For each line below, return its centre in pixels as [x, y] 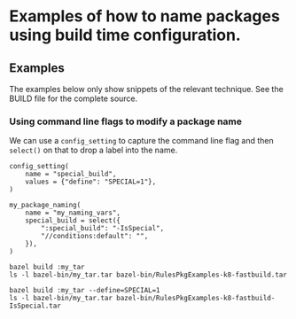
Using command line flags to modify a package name [125, 121]
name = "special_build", [71, 175]
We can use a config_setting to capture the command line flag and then [142, 141]
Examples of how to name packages [145, 16]
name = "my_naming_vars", [73, 213]
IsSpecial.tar [35, 306]
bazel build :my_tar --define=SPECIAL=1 [85, 291]
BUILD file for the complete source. [74, 98]
